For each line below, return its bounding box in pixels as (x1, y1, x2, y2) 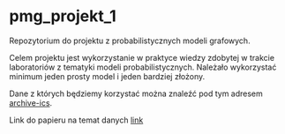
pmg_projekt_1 (9, 6, 116, 26)
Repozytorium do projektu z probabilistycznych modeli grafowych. (9, 35, 251, 46)
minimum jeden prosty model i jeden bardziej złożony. (9, 71, 206, 81)
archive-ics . (9, 97, 53, 108)
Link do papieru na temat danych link (9, 115, 144, 125)
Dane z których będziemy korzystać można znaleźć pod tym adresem (9, 88, 263, 99)
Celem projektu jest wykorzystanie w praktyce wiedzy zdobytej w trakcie (9, 52, 275, 63)
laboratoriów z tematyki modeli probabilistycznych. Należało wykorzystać (9, 62, 277, 72)
